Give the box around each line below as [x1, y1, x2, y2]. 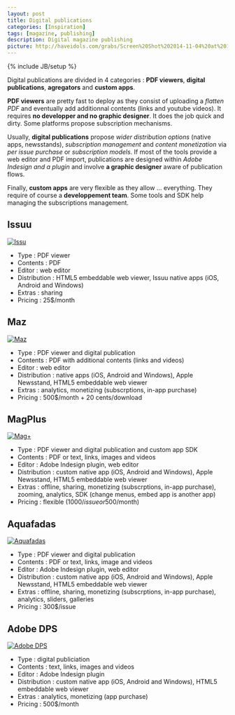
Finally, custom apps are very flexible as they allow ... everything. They [7, 184, 213, 192]
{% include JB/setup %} [7, 62, 77, 70]
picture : [7, 43, 33, 50]
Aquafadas [7, 518, 57, 530]
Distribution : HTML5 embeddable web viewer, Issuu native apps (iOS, [17, 273, 220, 281]
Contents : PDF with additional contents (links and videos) [17, 356, 185, 364]
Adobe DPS [7, 622, 58, 635]
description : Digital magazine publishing [7, 36, 133, 44]
